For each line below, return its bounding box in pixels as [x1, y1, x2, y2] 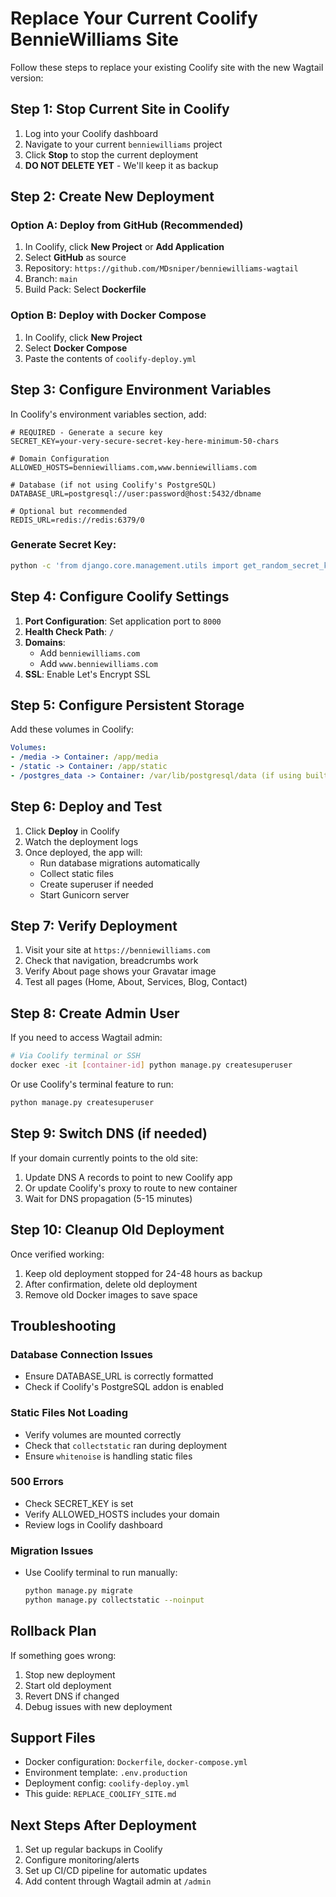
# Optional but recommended [10, 506, 128, 516]
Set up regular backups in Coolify [24, 1843, 163, 1856]
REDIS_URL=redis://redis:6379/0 [10, 515, 145, 525]
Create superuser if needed [39, 878, 154, 890]
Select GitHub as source [24, 252, 127, 264]
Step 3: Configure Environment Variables [10, 382, 272, 399]
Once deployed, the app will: [24, 846, 143, 858]
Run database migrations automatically [39, 857, 201, 869]
